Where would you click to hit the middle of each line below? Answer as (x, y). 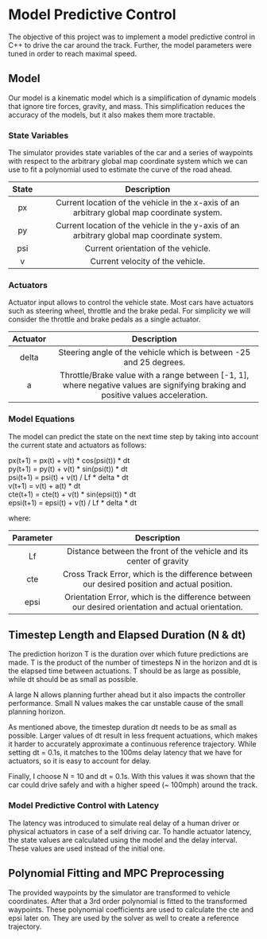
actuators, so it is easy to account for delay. (80, 761)
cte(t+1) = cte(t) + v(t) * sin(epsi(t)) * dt (72, 494)
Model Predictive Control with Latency (84, 805)
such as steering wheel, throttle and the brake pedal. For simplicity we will (130, 311)
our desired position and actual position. (158, 584)
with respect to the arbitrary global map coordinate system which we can (128, 162)
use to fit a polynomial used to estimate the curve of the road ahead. (120, 169)
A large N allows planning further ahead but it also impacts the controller (127, 695)
